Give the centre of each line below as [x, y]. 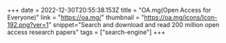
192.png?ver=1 [28, 25]
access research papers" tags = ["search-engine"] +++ [86, 32]
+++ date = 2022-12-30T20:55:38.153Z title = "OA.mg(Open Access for [109, 10]
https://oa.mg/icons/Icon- [181, 17]
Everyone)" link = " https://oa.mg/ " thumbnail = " [76, 17]
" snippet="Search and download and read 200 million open [134, 25]
